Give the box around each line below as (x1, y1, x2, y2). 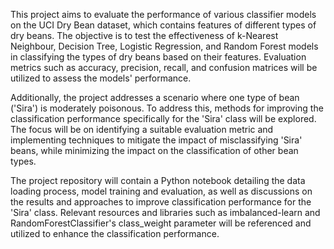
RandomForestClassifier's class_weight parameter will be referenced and (10, 217, 312, 229)
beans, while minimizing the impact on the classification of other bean (10, 145, 299, 156)
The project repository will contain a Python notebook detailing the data (10, 175, 306, 186)
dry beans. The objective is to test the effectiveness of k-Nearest (10, 30, 279, 41)
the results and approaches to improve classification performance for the (10, 196, 312, 208)
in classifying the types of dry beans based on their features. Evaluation (10, 51, 307, 63)
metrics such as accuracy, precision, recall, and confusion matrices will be (10, 62, 318, 73)
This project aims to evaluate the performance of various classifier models (10, 9, 317, 20)
